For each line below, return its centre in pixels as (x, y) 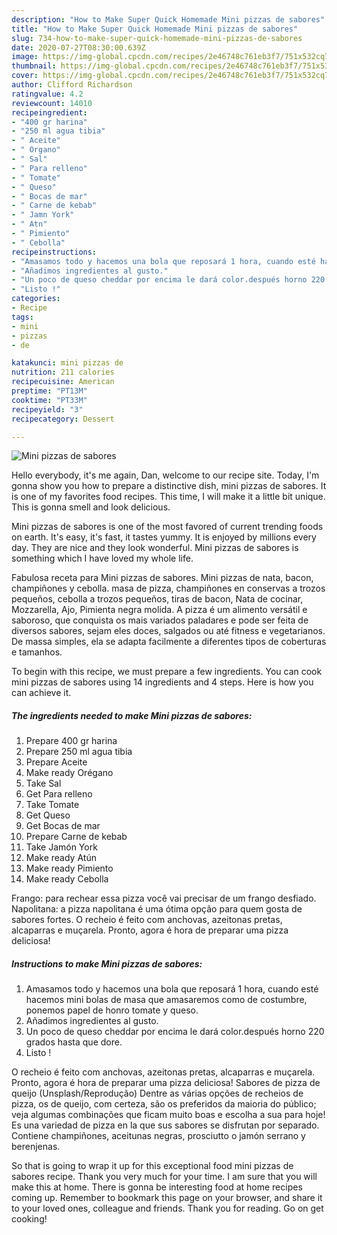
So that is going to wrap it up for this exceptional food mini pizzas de (152, 1166)
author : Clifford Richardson (72, 85)
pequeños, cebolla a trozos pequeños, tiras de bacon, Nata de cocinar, (157, 599)
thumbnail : (34, 66)
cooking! (29, 1219)
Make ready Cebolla (67, 879)
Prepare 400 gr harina (71, 741)
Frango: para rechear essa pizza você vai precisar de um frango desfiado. (164, 898)
